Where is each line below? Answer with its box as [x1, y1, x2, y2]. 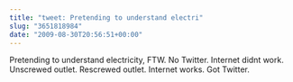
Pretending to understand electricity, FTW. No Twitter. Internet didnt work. [9, 55, 284, 66]
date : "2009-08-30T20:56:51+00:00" [9, 30, 143, 39]
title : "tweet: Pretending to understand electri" [9, 13, 204, 23]
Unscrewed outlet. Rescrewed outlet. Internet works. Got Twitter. [9, 64, 250, 75]
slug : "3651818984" [9, 22, 83, 31]
